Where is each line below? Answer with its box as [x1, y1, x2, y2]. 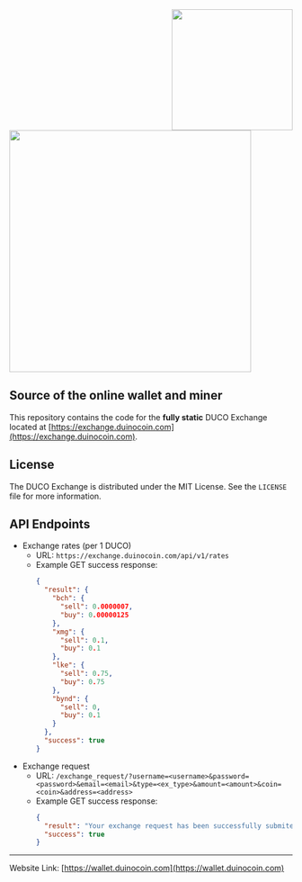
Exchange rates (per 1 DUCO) [22, 540, 132, 552]
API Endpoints [9, 517, 91, 532]
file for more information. [9, 490, 102, 501]
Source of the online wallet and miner [9, 388, 223, 403]
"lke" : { [52, 661, 85, 670]
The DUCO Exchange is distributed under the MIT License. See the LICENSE [9, 481, 288, 491]
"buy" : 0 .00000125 [59, 610, 129, 619]
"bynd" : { [52, 694, 89, 703]
